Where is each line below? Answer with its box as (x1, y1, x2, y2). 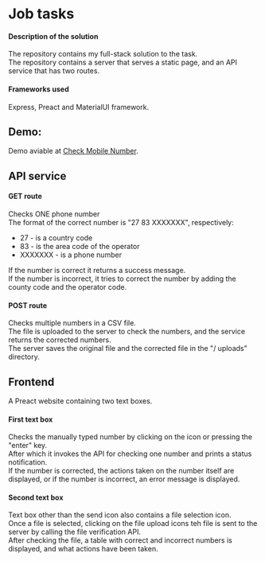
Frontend (8, 375, 55, 388)
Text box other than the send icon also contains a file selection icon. (8, 510, 232, 520)
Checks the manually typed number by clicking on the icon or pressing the (8, 432, 253, 442)
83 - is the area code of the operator (19, 242, 140, 251)
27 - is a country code (19, 233, 93, 243)
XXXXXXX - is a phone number (19, 250, 122, 259)
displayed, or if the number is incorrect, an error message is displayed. (8, 474, 240, 484)
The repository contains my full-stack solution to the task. (8, 49, 198, 59)
